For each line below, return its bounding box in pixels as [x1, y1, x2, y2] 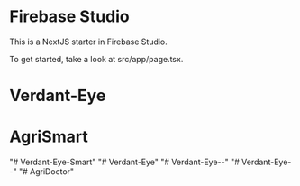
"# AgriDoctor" [18, 166, 75, 177]
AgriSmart [9, 126, 88, 147]
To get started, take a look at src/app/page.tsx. [9, 53, 184, 64]
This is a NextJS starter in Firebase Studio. [9, 36, 168, 47]
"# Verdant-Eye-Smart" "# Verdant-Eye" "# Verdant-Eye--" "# [9, 156, 241, 168]
